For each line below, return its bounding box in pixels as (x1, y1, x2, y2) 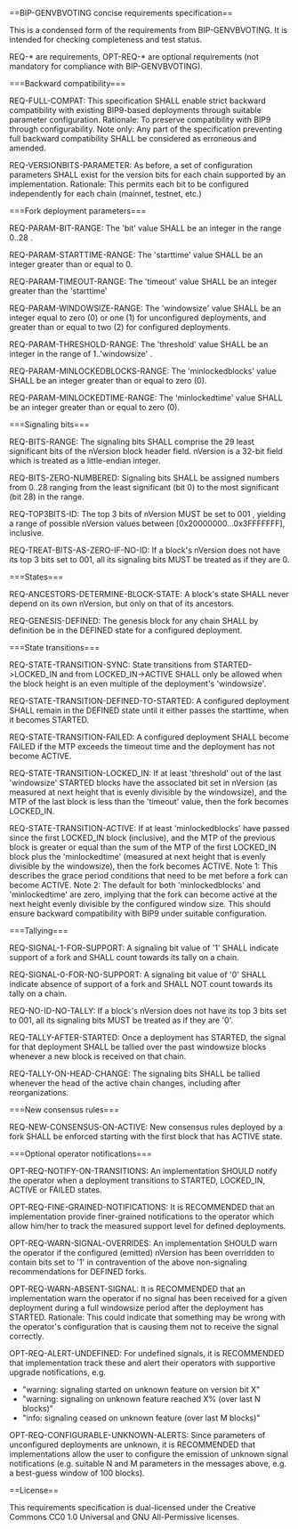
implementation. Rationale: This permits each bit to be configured (9, 179, 249, 190)
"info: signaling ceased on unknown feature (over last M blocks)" (21, 1412, 261, 1423)
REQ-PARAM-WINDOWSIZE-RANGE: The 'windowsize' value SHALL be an (9, 303, 282, 313)
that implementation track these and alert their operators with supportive (9, 1357, 276, 1368)
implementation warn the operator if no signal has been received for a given (9, 1293, 287, 1303)
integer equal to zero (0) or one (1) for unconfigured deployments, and (9, 312, 267, 323)
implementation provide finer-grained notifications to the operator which (9, 1211, 275, 1222)
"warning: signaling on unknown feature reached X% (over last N (21, 1394, 261, 1404)
